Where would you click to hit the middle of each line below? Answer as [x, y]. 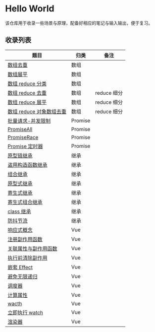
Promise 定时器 [25, 146]
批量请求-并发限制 [29, 121]
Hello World [30, 9]
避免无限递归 [23, 276]
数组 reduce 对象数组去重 [37, 111]
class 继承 [19, 211]
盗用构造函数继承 [28, 165]
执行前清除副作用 [28, 258]
